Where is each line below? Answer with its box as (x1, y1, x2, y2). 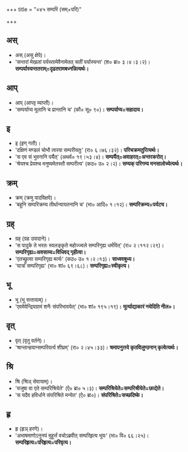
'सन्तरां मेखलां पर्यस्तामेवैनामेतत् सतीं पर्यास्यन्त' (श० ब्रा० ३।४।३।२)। (14, 58, 151, 65)
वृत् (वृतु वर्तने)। (14, 336, 46, 344)
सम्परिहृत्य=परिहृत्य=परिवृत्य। (14, 439, 72, 446)
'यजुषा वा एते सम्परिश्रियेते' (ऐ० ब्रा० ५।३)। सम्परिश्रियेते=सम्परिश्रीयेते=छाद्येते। (14, 384, 164, 391)
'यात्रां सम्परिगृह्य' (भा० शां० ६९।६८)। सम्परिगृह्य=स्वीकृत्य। (14, 262, 130, 269)
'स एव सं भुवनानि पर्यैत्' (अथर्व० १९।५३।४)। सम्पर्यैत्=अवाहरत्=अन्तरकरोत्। (14, 153, 167, 160)
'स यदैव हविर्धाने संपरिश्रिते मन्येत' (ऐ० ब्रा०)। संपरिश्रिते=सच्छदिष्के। (14, 391, 143, 399)
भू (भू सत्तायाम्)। (14, 296, 47, 303)
